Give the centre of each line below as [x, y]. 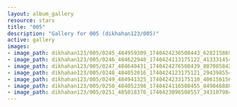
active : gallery [31, 40]
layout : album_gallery [41, 14]
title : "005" [26, 27]
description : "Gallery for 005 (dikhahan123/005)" [83, 33]
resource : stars [31, 20]
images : [19, 46]
